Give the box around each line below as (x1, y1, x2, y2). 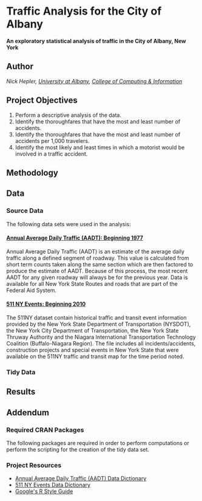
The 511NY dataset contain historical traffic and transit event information (6, 314, 187, 322)
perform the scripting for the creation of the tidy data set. (6, 446, 150, 454)
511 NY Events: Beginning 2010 (6, 300, 86, 308)
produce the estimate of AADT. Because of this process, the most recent (6, 267, 188, 274)
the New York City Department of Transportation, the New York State (6, 327, 179, 334)
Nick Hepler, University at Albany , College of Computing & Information (6, 77, 183, 85)
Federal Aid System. (6, 286, 56, 294)
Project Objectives (6, 95, 78, 106)
